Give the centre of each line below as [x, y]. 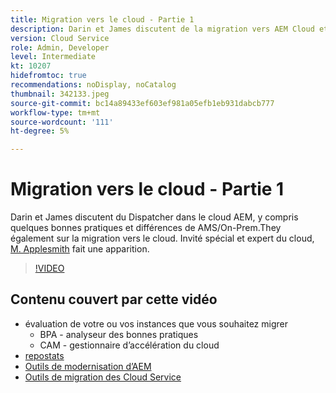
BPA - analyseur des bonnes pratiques [119, 334]
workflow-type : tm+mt [55, 112]
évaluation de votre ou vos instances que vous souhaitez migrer [156, 323]
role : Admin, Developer [60, 47]
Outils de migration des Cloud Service [103, 377]
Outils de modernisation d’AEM [88, 366]
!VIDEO [49, 268]
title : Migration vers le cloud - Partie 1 [102, 19]
